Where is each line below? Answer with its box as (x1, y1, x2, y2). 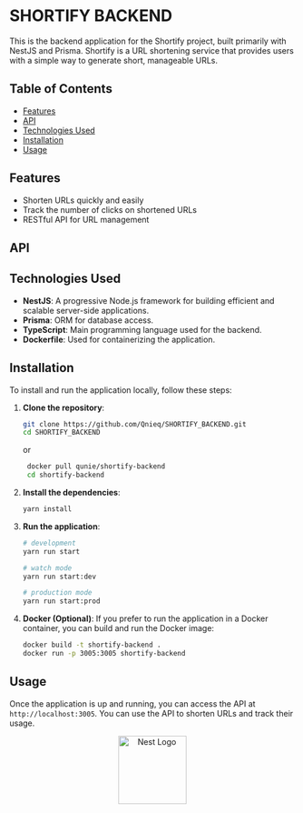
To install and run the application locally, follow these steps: (9, 384, 233, 396)
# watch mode (22, 563, 73, 573)
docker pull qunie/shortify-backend (26, 462, 166, 471)
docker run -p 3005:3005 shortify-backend (22, 649, 186, 658)
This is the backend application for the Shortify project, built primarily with (9, 35, 288, 46)
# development (22, 538, 76, 547)
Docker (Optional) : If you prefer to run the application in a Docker (22, 613, 269, 624)
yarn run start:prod (22, 597, 101, 606)
